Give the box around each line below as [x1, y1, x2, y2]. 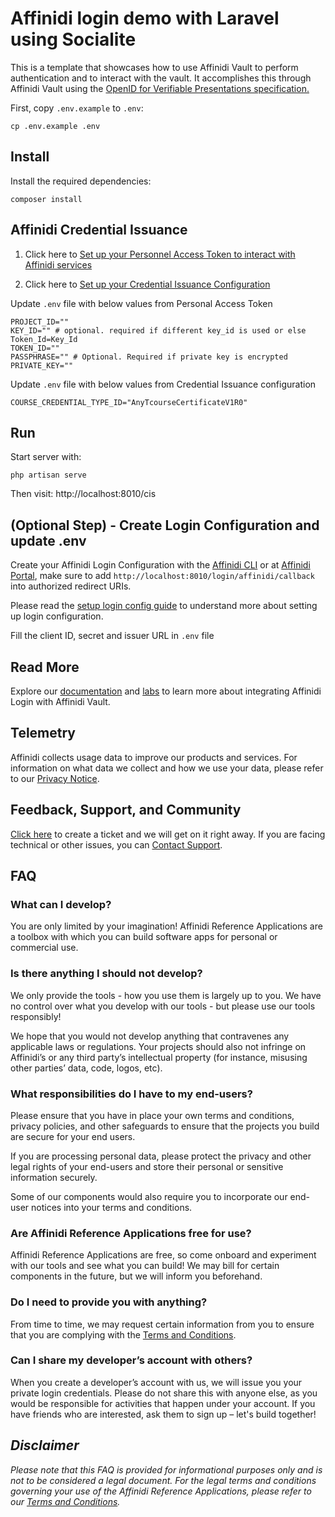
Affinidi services [24, 258, 93, 271]
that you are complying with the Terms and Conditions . [10, 1328, 237, 1341]
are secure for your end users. [10, 1130, 136, 1142]
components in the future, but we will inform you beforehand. [10, 1270, 263, 1282]
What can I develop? [10, 897, 112, 911]
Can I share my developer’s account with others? [10, 1353, 253, 1367]
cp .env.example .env [10, 121, 101, 131]
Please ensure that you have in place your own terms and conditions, [10, 1109, 295, 1121]
